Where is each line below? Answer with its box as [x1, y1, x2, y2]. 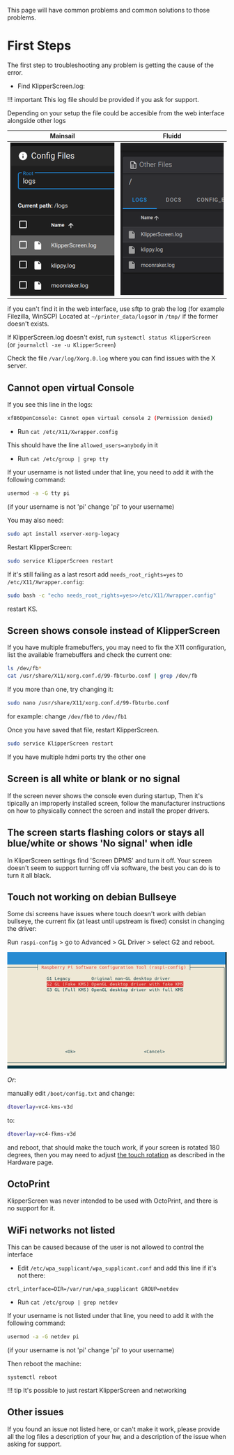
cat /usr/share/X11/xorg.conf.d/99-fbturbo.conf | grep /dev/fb [7, 672, 198, 680]
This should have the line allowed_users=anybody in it [7, 441, 158, 449]
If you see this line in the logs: [7, 400, 93, 409]
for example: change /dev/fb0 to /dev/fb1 [7, 712, 127, 721]
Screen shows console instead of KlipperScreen [7, 625, 221, 637]
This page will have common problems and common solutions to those [7, 6, 210, 14]
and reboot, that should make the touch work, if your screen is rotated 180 [7, 1143, 220, 1152]
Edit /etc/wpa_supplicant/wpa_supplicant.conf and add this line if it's [17, 1264, 217, 1273]
